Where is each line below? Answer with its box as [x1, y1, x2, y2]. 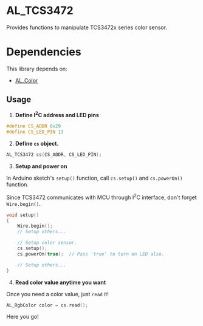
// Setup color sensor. [17, 240, 78, 246]
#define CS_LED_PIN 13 [6, 129, 64, 135]
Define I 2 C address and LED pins [15, 110, 99, 119]
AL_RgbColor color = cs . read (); [6, 302, 88, 308]
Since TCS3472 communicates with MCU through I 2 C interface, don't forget [6, 192, 197, 201]
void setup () [6, 212, 40, 218]
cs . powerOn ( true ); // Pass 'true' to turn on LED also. [17, 251, 165, 257]
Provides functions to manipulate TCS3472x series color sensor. [6, 24, 168, 31]
